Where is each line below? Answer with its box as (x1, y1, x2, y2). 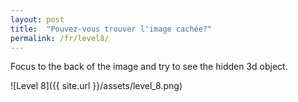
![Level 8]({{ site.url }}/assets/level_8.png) (10, 80, 183, 92)
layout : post (10, 14, 65, 25)
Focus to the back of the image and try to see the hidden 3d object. (10, 61, 288, 73)
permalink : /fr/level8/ (10, 33, 110, 43)
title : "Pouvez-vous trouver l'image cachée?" (10, 24, 213, 34)
